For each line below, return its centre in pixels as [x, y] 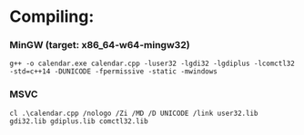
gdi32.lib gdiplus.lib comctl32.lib [79, 121]
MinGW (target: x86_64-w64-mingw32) [100, 45]
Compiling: [52, 17]
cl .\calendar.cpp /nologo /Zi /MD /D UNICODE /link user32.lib [134, 113]
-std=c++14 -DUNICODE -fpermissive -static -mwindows [114, 72]
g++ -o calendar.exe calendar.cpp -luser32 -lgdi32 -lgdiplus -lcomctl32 [152, 64]
